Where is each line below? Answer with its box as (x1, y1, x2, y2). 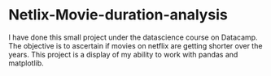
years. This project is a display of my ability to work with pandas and (8, 49, 238, 59)
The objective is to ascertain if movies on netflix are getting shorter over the (8, 40, 263, 50)
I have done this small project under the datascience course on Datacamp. (8, 32, 258, 42)
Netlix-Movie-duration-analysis (8, 6, 228, 24)
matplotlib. (8, 58, 45, 68)
